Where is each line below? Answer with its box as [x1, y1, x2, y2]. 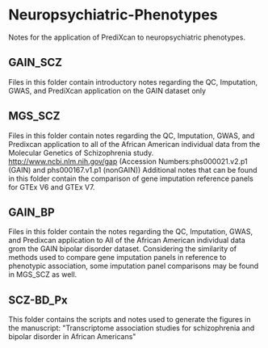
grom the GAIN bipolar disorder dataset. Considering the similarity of [8, 244, 237, 254]
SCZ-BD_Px [8, 293, 69, 307]
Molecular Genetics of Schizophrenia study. [8, 148, 154, 157]
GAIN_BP [8, 205, 55, 219]
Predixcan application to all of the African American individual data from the [8, 139, 261, 149]
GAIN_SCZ [8, 56, 63, 69]
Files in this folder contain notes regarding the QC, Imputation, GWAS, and [8, 131, 255, 140]
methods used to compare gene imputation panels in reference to [8, 253, 227, 262]
